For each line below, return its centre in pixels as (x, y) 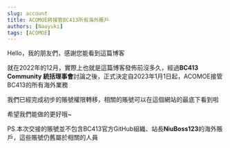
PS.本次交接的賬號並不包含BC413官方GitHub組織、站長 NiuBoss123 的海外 (112, 129)
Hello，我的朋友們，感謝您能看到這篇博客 (66, 53)
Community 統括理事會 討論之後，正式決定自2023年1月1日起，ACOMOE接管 (115, 76)
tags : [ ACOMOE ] (29, 33)
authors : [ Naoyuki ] (35, 26)
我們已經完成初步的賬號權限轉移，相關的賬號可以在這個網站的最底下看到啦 (113, 100)
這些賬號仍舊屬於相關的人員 (58, 138)
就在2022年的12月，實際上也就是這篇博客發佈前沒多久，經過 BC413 (103, 68)
